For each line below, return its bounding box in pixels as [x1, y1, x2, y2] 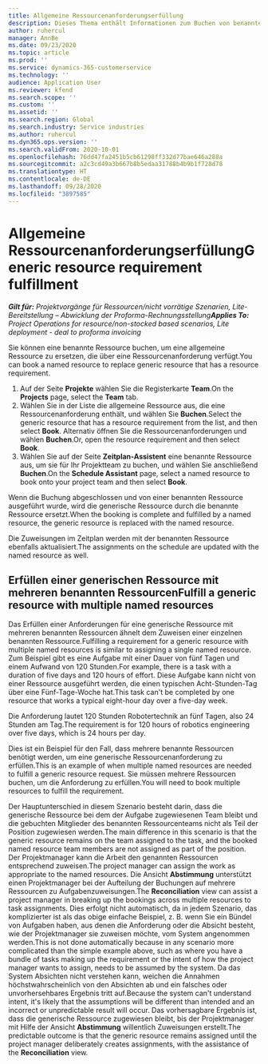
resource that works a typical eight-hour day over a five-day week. [8, 696, 228, 705]
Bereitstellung [8, 310, 54, 320]
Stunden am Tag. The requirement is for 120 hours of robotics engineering [8, 720, 250, 729]
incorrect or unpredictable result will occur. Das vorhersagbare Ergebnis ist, [8, 1006, 258, 1015]
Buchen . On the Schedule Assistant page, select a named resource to [19, 468, 250, 478]
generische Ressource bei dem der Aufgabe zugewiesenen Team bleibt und [8, 810, 258, 820]
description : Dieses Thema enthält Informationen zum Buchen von [8, 19, 230, 27]
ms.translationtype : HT [8, 168, 88, 176]
